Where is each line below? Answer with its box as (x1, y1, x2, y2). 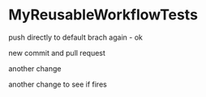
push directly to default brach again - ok (8, 32, 144, 42)
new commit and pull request (8, 48, 105, 57)
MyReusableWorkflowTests (8, 6, 199, 24)
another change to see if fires (8, 79, 107, 89)
